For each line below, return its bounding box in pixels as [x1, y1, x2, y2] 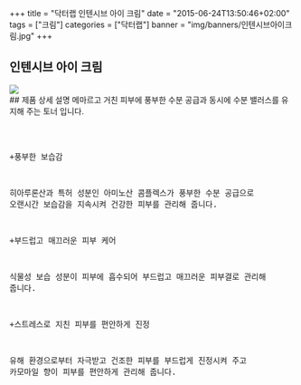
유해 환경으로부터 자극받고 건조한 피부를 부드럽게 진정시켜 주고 [9, 355, 247, 365]
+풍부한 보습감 [9, 151, 63, 161]
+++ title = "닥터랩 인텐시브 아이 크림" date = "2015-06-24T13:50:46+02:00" [9, 8, 290, 18]
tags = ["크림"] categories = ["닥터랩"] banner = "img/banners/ [9, 19, 241, 30]
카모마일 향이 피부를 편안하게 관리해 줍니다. [9, 366, 177, 377]
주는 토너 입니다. [25, 105, 84, 116]
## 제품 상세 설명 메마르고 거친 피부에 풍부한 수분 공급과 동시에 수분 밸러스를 [9, 94, 280, 105]
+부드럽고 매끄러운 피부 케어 [9, 235, 117, 245]
